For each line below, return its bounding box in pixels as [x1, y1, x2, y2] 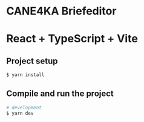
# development [6, 104, 42, 111]
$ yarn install [6, 72, 45, 78]
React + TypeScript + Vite [6, 32, 138, 46]
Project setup [6, 56, 59, 66]
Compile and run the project [6, 89, 114, 99]
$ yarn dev [6, 110, 34, 116]
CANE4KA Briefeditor [6, 4, 117, 18]
